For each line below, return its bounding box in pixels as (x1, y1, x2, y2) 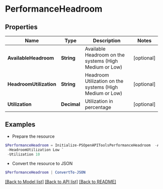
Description (93, 38, 121, 44)
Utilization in (84, 98, 113, 104)
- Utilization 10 (7, 152, 40, 157)
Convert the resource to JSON (12, 161, 73, 167)
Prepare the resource (12, 133, 55, 139)
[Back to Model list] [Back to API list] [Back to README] (5, 179, 116, 185)
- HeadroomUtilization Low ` (7, 147, 64, 152)
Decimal (61, 101, 81, 108)
